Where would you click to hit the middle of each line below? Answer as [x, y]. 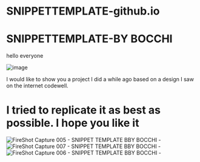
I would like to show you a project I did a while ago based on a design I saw [100, 79]
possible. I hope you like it [73, 123]
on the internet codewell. [37, 86]
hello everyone [25, 56]
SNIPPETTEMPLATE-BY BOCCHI [89, 39]
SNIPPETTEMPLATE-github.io [83, 11]
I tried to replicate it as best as [83, 110]
